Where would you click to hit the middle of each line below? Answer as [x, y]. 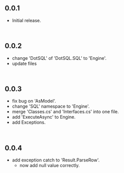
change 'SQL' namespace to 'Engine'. [51, 106]
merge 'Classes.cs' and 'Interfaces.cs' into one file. [65, 112]
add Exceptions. [29, 122]
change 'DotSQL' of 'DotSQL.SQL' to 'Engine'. [59, 58]
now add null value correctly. [50, 165]
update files [24, 63]
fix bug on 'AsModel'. [34, 101]
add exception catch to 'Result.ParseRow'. [56, 160]
